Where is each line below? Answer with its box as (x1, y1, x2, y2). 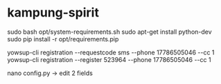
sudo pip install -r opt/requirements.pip (7, 34, 119, 43)
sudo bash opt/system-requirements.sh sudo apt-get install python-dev (7, 28, 213, 36)
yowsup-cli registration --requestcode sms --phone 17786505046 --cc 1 (7, 48, 215, 56)
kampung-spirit (7, 5, 99, 21)
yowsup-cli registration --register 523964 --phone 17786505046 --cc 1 (7, 55, 211, 63)
